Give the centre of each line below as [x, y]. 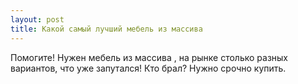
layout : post [37, 19]
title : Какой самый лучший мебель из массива [106, 29]
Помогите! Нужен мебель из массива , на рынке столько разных [149, 57]
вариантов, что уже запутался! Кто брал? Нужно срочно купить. [148, 68]
